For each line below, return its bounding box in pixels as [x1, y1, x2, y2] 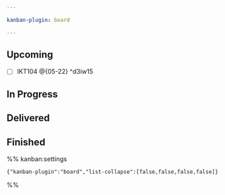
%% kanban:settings [6, 155, 68, 163]
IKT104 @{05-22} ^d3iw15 [16, 68, 93, 76]
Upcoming [6, 49, 54, 61]
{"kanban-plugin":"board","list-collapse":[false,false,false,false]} [6, 168, 219, 176]
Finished [6, 136, 46, 148]
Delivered [6, 112, 50, 124]
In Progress [6, 88, 58, 100]
